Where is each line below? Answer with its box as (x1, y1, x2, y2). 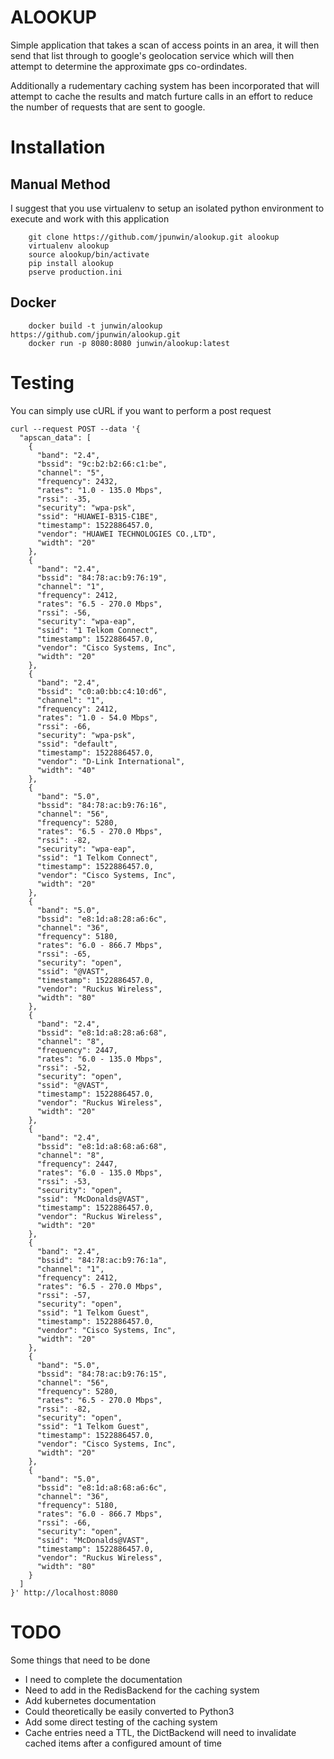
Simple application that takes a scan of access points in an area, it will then (10, 39, 320, 51)
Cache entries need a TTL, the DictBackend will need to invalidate (24, 1726, 297, 1738)
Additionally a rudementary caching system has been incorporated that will (10, 79, 320, 91)
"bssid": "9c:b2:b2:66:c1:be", (36, 459, 168, 469)
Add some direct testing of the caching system (24, 1716, 218, 1728)
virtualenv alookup (28, 241, 110, 251)
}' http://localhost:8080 (10, 1587, 118, 1598)
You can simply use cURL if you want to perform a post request (10, 404, 272, 416)
